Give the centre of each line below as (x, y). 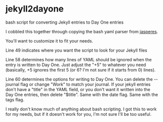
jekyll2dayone (35, 9)
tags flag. (15, 99)
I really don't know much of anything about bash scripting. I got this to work (81, 109)
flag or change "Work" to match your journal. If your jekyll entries (86, 84)
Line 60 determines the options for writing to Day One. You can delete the (79, 79)
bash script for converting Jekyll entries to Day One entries (65, 22)
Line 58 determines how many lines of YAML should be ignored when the (79, 59)
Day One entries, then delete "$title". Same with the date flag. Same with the (82, 95)
